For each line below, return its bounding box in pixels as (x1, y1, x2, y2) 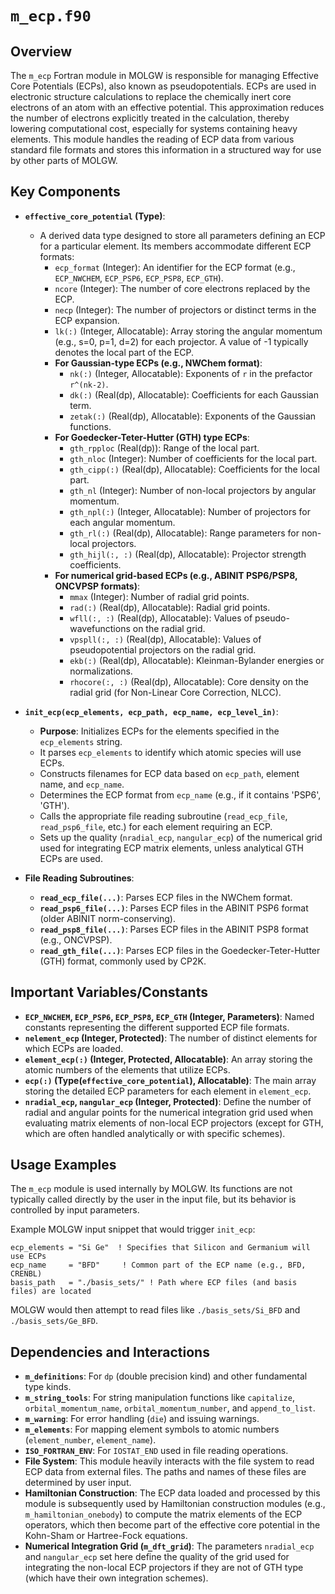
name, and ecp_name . (39, 778, 125, 790)
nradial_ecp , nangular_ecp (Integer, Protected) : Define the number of (24, 1095, 312, 1107)
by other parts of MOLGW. (10, 155, 118, 166)
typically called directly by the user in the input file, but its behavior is (10, 1193, 297, 1206)
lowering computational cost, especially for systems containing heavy (10, 123, 298, 134)
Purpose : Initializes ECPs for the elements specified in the (39, 725, 280, 737)
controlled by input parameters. (10, 1204, 140, 1216)
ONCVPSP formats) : (54, 580, 141, 592)
